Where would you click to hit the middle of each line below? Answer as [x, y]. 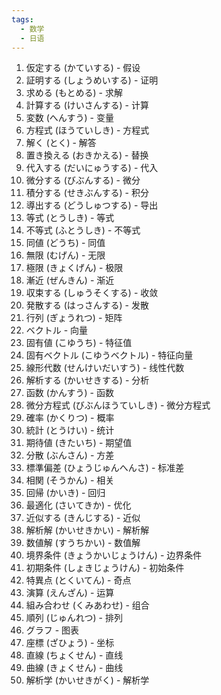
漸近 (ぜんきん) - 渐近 [70, 280]
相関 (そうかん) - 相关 [70, 480]
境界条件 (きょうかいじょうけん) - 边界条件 [114, 555]
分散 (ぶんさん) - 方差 [70, 455]
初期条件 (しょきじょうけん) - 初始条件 [105, 568]
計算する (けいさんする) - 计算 [87, 105]
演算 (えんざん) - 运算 [70, 593]
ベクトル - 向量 [57, 330]
